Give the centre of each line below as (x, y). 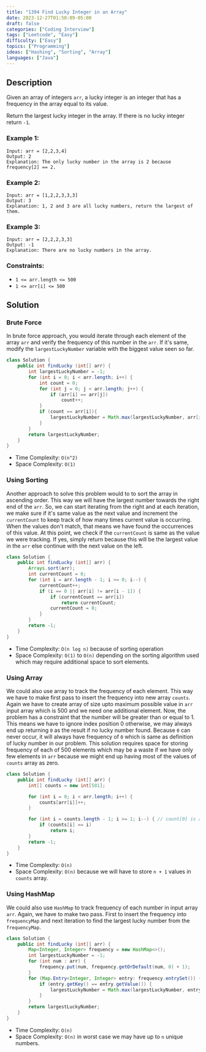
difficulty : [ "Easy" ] (34, 41)
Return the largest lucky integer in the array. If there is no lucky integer (96, 116)
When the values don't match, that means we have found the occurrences (100, 526)
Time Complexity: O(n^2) (46, 458)
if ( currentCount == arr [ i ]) (87, 597)
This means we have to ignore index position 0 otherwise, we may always (99, 724)
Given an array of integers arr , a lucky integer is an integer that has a (94, 97)
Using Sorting (27, 480)
